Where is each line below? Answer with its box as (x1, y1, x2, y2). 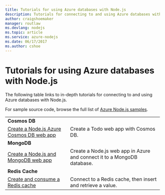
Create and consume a (7, 175, 60, 182)
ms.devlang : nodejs (5, 26, 45, 30)
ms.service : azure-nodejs (5, 35, 58, 40)
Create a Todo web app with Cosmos (70, 125, 156, 132)
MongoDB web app (7, 157, 53, 164)
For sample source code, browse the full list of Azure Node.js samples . (5, 106, 148, 112)
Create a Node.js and (7, 150, 56, 157)
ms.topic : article (5, 30, 43, 35)
